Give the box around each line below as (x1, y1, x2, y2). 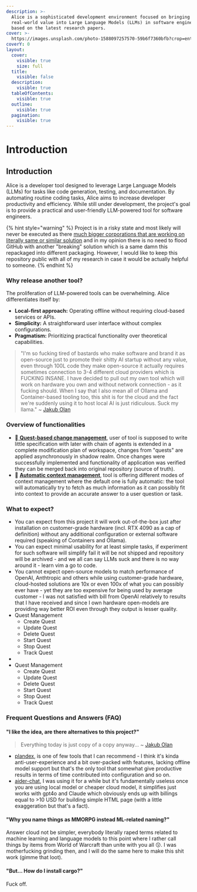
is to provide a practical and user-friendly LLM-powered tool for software (6, 207, 183, 214)
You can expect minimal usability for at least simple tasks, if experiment (14, 543, 188, 550)
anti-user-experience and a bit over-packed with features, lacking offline (14, 759, 191, 766)
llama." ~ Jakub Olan (20, 406, 71, 413)
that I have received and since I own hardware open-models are (14, 599, 169, 606)
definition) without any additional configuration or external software (14, 531, 178, 538)
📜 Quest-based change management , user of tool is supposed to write (14, 434, 188, 441)
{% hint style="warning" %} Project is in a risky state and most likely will (6, 224, 181, 232)
